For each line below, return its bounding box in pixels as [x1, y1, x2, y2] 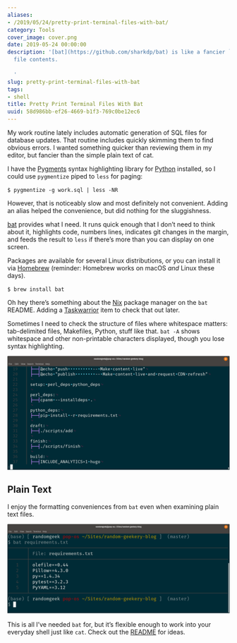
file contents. [13, 56, 59, 64]
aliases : [7, 11, 33, 18]
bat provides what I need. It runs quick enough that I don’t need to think [7, 220, 215, 229]
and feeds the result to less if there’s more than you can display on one [7, 235, 214, 244]
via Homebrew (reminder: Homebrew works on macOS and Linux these [7, 264, 215, 272]
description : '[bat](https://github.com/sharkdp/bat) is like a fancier [7, 49, 226, 56]
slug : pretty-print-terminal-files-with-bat [7, 78, 140, 85]
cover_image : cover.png [7, 34, 78, 41]
